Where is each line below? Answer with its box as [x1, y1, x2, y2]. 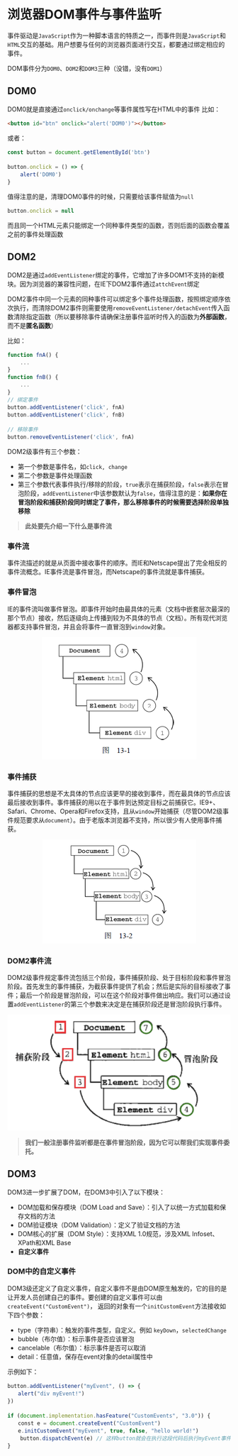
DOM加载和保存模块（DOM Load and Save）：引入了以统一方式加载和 [17, 1203, 220, 1211]
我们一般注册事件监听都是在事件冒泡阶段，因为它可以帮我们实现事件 [24, 1138, 224, 1147]
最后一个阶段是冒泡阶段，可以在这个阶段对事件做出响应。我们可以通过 [19, 991, 225, 1000]
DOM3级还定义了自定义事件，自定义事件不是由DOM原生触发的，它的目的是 [7, 1284, 227, 1292]
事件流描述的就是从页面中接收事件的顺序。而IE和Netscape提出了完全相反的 [7, 558, 227, 568]
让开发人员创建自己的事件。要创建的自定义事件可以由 [7, 1293, 163, 1301]
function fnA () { [7, 351, 59, 358]
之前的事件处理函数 [7, 230, 64, 238]
